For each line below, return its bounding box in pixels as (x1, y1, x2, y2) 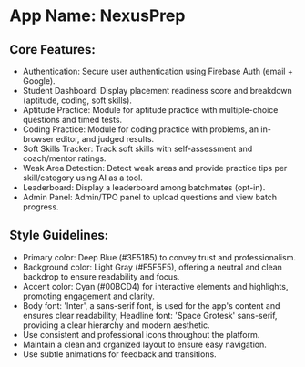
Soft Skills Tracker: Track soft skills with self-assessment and (22, 143, 253, 154)
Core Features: (9, 42, 96, 57)
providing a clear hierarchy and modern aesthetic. (22, 320, 211, 331)
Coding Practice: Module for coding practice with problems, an (22, 124, 259, 135)
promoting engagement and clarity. (22, 291, 155, 301)
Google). (22, 76, 56, 87)
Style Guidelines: (9, 228, 109, 243)
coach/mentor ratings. (22, 153, 107, 164)
